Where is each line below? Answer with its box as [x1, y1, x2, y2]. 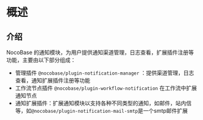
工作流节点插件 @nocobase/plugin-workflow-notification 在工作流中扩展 [15, 84, 197, 92]
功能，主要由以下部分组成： [6, 56, 76, 64]
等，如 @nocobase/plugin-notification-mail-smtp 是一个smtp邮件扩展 [15, 107, 188, 114]
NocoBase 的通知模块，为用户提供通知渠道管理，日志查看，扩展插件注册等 [6, 49, 194, 56]
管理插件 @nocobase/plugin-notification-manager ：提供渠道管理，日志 [15, 69, 194, 76]
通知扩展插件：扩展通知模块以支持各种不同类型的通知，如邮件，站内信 [15, 99, 192, 107]
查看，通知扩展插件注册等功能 [15, 77, 90, 84]
